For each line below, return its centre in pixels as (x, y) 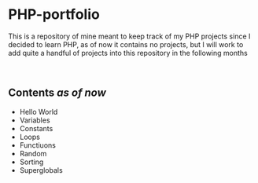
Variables (35, 120)
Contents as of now (57, 93)
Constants (36, 128)
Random (33, 153)
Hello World (39, 112)
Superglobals (41, 170)
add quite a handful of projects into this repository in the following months (128, 53)
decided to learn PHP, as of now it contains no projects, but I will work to (126, 44)
